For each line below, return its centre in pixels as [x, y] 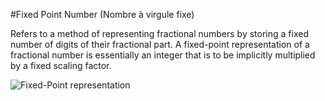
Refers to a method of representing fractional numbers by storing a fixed [159, 33]
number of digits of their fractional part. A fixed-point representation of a [160, 44]
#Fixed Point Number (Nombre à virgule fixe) [102, 14]
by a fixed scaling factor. [61, 65]
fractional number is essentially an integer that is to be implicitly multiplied [163, 55]
